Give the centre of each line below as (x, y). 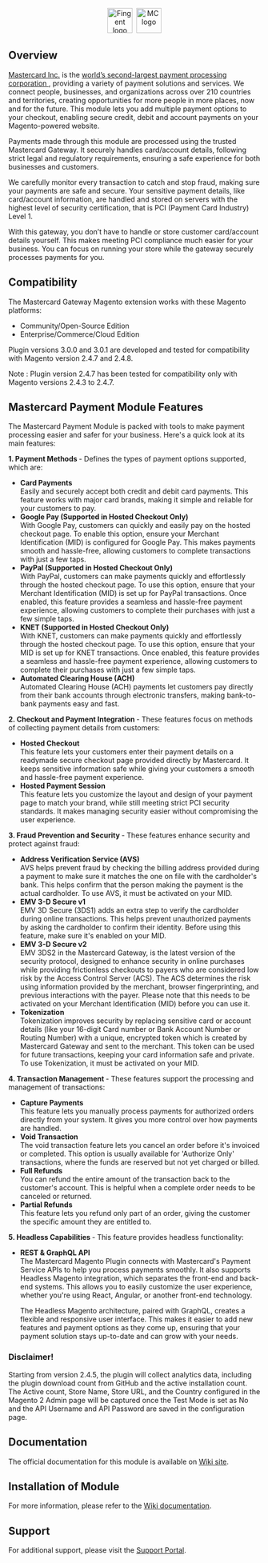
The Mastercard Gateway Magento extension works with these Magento (127, 302)
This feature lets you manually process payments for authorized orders (137, 1111)
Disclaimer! (31, 1357)
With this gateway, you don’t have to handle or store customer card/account (134, 231)
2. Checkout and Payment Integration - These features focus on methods (131, 719)
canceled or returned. (56, 1197)
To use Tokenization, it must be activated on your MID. (110, 1063)
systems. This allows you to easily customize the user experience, (144, 1287)
